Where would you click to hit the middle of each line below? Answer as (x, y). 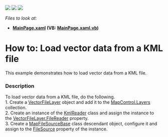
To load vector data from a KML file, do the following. (60, 97)
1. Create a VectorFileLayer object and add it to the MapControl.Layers (78, 102)
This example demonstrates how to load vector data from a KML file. (76, 73)
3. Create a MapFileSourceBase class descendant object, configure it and (81, 124)
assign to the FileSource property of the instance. (56, 129)
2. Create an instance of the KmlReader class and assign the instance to (80, 113)
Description (20, 86)
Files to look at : (21, 18)
